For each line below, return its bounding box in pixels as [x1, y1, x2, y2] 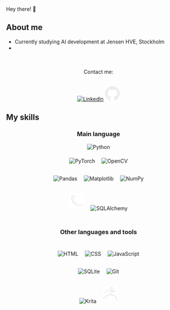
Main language [77, 130, 120, 138]
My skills [6, 112, 40, 123]
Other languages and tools [60, 228, 137, 236]
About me [6, 22, 43, 32]
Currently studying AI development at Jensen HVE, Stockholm [14, 38, 165, 45]
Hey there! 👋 [6, 6, 36, 12]
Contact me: [83, 68, 114, 75]
